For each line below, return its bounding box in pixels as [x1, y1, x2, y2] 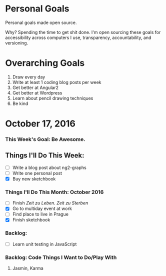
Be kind [12, 100, 28, 106]
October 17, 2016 [5, 118, 76, 129]
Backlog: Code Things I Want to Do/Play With [5, 253, 117, 260]
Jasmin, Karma [12, 265, 43, 271]
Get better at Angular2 [12, 84, 59, 90]
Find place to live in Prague [12, 211, 69, 217]
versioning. [5, 39, 28, 45]
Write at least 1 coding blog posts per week [12, 79, 101, 85]
